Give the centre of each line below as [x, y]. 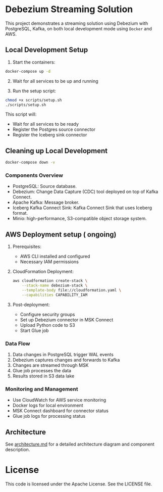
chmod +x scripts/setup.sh [34, 100]
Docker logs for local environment [48, 406]
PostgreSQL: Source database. [45, 186]
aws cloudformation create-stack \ [50, 281]
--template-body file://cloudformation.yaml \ [72, 290]
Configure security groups [47, 314]
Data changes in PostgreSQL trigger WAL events [63, 354]
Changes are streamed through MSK [51, 365]
